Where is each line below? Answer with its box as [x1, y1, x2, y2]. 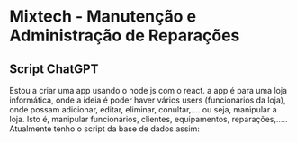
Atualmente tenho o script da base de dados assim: [9, 123, 200, 134]
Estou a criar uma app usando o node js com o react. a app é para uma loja [9, 85, 288, 95]
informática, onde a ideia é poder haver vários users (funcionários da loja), [9, 94, 286, 105]
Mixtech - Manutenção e [9, 6, 197, 27]
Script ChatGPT [9, 61, 99, 76]
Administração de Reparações [9, 25, 240, 46]
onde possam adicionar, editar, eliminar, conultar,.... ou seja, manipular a [9, 104, 277, 114]
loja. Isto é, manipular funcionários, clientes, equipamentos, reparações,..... [9, 114, 288, 124]
